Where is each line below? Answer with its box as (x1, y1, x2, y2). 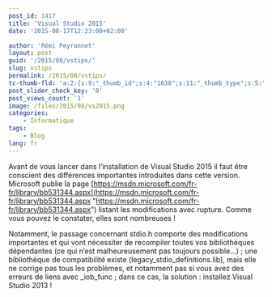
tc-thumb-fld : (8, 78, 57, 87)
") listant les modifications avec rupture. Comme (90, 204, 253, 214)
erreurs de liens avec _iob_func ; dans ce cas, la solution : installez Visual (8, 272, 253, 282)
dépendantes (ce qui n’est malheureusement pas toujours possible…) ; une (8, 246, 257, 256)
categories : (8, 109, 49, 117)
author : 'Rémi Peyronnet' (8, 41, 96, 49)
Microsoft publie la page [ (8, 179, 95, 189)
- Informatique (23, 117, 74, 125)
